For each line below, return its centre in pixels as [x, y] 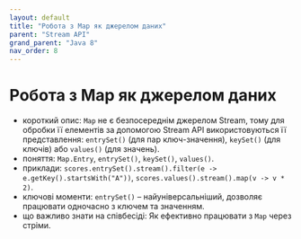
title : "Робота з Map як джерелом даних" [88, 26]
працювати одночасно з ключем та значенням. [113, 207]
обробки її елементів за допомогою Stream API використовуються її [154, 130]
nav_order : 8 [34, 51]
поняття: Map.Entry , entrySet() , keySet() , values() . [118, 159]
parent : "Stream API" [50, 34]
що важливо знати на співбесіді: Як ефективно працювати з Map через [157, 216]
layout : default [40, 18]
